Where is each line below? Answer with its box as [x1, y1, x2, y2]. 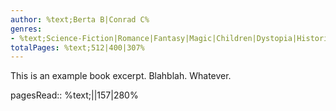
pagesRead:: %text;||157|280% [10, 89, 139, 101]
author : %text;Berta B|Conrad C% [10, 14, 150, 25]
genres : [10, 24, 43, 34]
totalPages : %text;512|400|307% [10, 42, 145, 53]
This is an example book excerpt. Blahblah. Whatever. [10, 70, 232, 82]
